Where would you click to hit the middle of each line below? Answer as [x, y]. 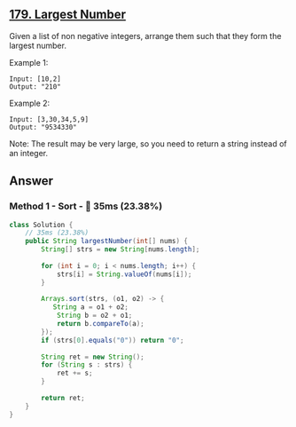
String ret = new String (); [93, 357]
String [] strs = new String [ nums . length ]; [121, 249]
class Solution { [41, 225]
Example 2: [30, 103]
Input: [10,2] [35, 79]
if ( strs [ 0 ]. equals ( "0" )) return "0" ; [113, 340]
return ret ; [63, 398]
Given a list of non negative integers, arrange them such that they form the [145, 36]
